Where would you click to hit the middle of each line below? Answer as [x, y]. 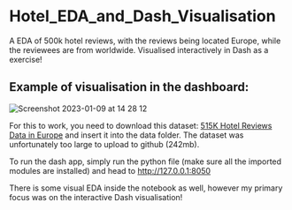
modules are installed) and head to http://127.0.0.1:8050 [110, 170]
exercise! [26, 59]
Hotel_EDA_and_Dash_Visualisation [142, 16]
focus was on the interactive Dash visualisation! [96, 197]
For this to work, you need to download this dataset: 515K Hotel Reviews [141, 125]
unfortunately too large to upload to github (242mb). [104, 144]
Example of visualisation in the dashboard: [129, 87]
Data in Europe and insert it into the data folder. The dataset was [127, 135]
